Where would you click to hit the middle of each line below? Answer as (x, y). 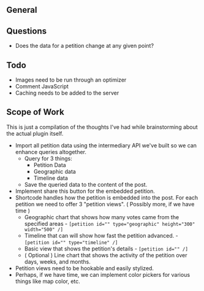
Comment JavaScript (42, 87)
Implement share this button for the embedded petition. (85, 191)
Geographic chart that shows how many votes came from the (102, 217)
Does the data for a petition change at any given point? (85, 46)
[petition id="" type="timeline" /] (71, 243)
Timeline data (51, 178)
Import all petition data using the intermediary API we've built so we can (106, 145)
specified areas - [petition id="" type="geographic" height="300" (110, 223)
